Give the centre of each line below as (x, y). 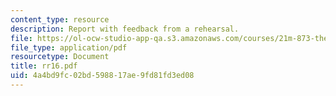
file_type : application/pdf (69, 47)
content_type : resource (60, 19)
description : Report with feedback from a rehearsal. (125, 29)
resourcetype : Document (60, 57)
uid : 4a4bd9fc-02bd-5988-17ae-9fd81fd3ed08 (102, 76)
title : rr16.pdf (44, 66)
